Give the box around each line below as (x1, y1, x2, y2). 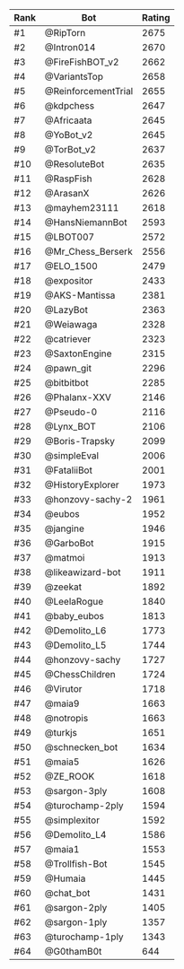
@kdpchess (44, 100, 95, 111)
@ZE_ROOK (44, 771, 95, 782)
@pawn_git (44, 362, 92, 374)
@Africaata (44, 114, 92, 127)
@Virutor (44, 683, 83, 694)
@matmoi (44, 552, 85, 563)
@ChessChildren (44, 668, 117, 680)
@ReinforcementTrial (44, 85, 134, 97)
